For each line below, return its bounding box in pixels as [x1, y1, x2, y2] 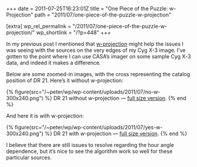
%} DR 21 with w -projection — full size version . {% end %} [44, 130, 188, 137]
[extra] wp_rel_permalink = [6, 23, 72, 30]
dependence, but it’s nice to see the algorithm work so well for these [6, 148, 173, 155]
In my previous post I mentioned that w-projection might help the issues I [6, 41, 184, 47]
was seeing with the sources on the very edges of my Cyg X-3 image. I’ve [6, 47, 186, 54]
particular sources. [6, 154, 52, 161]
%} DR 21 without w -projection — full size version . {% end [44, 94, 187, 101]
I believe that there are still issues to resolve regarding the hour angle [6, 142, 174, 148]
